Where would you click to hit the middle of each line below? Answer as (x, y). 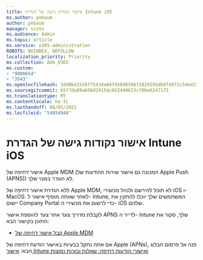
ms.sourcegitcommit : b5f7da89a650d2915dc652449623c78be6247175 (88, 90)
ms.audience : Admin (31, 34)
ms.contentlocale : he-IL (37, 101)
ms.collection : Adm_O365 (37, 62)
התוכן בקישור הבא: (28, 221)
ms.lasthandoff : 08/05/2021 (42, 107)
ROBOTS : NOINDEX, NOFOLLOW (40, 51)
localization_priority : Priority (48, 57)
